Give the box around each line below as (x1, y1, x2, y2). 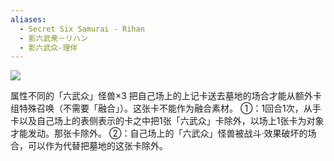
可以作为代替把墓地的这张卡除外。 (27, 140, 168, 152)
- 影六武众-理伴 (19, 42, 78, 53)
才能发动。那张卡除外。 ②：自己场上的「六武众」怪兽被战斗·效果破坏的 (10, 127, 308, 140)
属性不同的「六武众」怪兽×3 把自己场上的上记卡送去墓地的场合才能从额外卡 (10, 90, 322, 102)
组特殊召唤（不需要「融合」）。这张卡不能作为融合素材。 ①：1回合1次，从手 (10, 102, 322, 115)
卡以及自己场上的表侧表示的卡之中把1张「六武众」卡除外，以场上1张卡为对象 (10, 115, 325, 127)
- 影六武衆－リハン (19, 33, 88, 43)
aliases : (10, 14, 47, 25)
